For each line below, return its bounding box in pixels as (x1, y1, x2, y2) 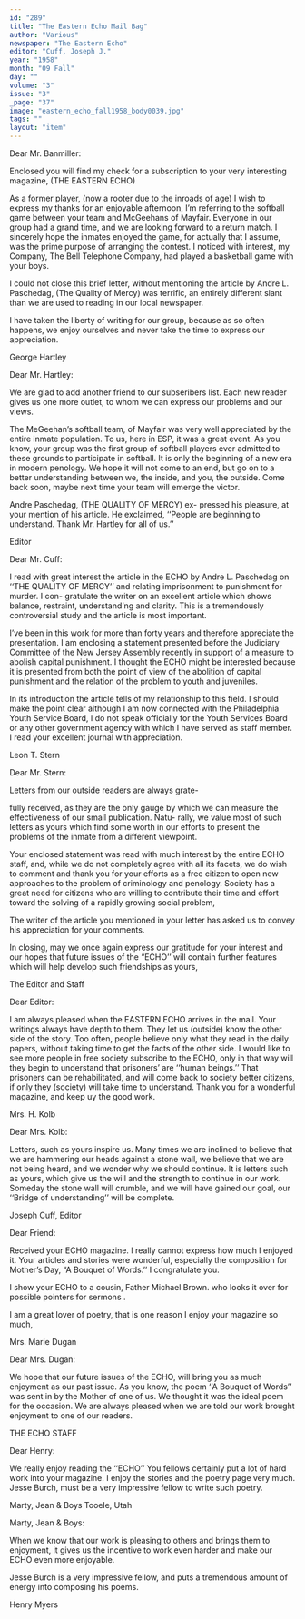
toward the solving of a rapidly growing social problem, (9, 897, 216, 908)
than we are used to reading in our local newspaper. (9, 297, 204, 308)
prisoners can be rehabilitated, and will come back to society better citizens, (9, 1072, 295, 1082)
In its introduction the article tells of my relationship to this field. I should (9, 694, 279, 704)
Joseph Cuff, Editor (9, 1209, 82, 1220)
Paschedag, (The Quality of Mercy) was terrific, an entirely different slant (9, 288, 283, 298)
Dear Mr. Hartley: (9, 370, 74, 380)
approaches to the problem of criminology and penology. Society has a (9, 878, 275, 888)
